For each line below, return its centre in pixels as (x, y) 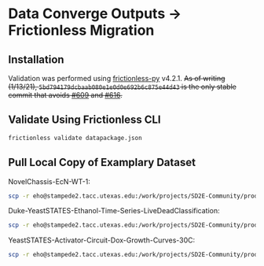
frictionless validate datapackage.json (75, 138)
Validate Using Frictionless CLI (84, 120)
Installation (36, 59)
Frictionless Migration (81, 30)
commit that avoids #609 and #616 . (66, 95)
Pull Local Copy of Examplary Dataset (102, 163)
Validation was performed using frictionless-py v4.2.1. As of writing (117, 78)
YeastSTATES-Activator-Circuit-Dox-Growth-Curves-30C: (102, 240)
